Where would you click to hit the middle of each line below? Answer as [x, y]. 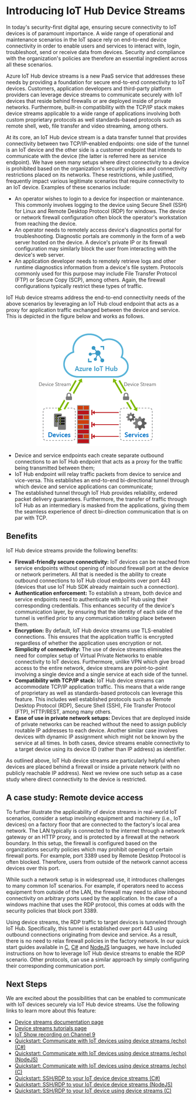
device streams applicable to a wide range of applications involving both [93, 113]
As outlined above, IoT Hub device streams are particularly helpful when [93, 760]
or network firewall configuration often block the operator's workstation [101, 217]
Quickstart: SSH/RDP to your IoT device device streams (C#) [87, 1078]
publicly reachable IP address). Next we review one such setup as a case [94, 773]
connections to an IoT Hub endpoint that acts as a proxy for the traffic [99, 461]
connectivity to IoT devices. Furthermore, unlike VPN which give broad [100, 662]
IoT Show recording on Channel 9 [55, 1035]
